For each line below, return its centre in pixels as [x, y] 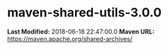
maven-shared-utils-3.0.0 [84, 13]
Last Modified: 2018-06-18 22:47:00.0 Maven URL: [81, 32]
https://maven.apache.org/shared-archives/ [70, 38]
